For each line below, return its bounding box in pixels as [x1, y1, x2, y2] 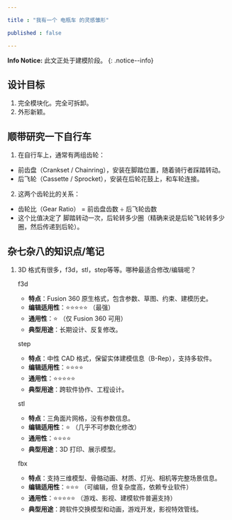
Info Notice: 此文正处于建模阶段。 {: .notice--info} [7, 56, 154, 65]
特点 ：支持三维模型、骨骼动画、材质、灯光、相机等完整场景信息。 [28, 473, 221, 482]
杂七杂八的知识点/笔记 [7, 245, 105, 258]
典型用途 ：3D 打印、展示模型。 [28, 445, 120, 453]
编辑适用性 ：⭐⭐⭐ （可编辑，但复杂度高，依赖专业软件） [28, 482, 193, 491]
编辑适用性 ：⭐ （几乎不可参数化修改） [28, 423, 140, 431]
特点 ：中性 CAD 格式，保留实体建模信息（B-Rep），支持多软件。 [28, 354, 216, 363]
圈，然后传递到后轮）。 [17, 223, 84, 231]
